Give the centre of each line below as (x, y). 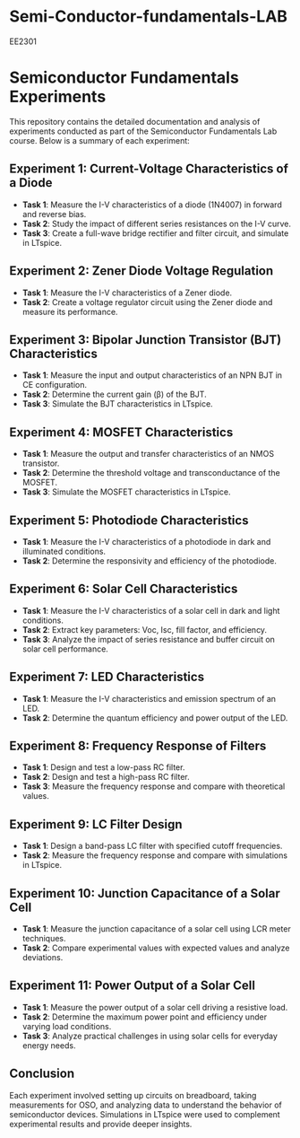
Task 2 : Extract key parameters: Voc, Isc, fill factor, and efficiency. (144, 629)
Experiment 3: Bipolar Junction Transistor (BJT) (146, 340)
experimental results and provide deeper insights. (101, 1124)
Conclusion (42, 1074)
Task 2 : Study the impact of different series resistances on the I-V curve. (157, 223)
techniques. (44, 938)
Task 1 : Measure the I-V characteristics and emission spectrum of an (149, 698)
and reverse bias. (54, 214)
